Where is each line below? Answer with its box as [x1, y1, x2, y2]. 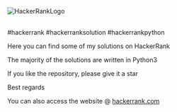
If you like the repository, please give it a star [7, 69, 138, 77]
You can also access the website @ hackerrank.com [7, 97, 160, 105]
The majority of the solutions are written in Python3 [7, 56, 158, 64]
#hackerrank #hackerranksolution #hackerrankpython [7, 28, 165, 36]
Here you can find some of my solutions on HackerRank [7, 42, 171, 50]
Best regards [7, 83, 45, 91]
